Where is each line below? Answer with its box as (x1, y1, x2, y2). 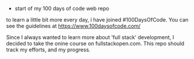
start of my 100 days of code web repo (14, 5, 109, 12)
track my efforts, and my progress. (6, 46, 90, 53)
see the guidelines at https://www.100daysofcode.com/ (6, 23, 141, 29)
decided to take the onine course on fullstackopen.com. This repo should (6, 40, 185, 47)
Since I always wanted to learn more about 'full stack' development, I (6, 34, 174, 40)
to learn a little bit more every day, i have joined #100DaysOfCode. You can (6, 16, 189, 23)
